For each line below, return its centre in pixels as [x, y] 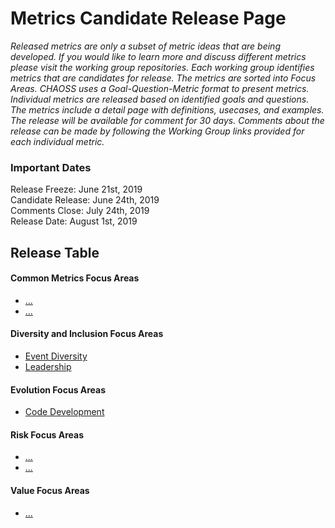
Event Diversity [56, 356]
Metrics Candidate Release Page [148, 18]
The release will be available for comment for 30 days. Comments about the [167, 120]
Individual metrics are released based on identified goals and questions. [160, 99]
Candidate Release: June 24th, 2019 [85, 200]
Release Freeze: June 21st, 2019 [76, 189]
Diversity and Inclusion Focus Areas [87, 334]
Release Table [55, 252]
